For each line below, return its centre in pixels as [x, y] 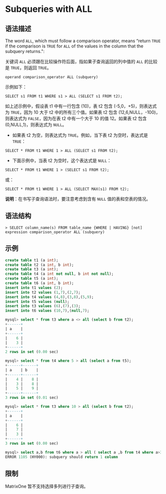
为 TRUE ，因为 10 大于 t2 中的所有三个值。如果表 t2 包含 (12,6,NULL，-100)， [83, 112]
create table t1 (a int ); [32, 260]
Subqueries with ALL [49, 9]
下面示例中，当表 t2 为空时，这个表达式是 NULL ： [62, 160]
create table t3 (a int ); [32, 269]
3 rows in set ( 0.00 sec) [32, 444]
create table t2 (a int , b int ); [40, 265]
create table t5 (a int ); [32, 279]
